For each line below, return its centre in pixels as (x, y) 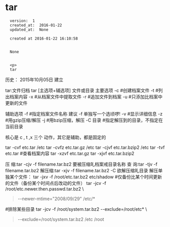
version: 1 (23, 21)
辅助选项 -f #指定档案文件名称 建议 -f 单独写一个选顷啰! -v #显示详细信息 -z (84, 113)
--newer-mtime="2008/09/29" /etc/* (56, 199)
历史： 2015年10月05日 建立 (34, 80)
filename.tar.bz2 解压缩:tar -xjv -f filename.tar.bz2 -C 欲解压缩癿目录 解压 (82, 170)
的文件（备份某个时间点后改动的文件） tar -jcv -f (56, 183)
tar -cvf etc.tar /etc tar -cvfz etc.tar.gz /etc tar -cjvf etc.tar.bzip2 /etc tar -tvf (85, 147)
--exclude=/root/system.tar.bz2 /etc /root (61, 219)
